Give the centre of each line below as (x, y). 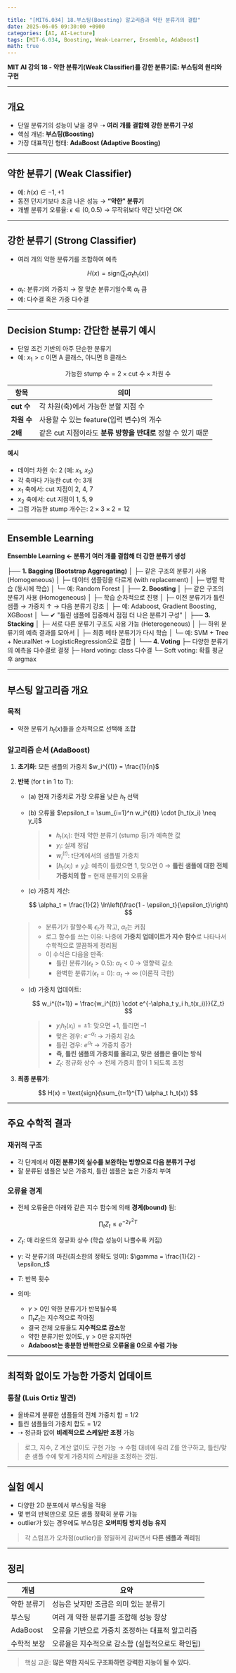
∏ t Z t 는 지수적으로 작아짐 (61, 1319)
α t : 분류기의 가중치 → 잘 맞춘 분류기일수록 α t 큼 (82, 290)
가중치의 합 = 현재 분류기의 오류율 (102, 875)
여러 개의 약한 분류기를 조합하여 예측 (67, 259)
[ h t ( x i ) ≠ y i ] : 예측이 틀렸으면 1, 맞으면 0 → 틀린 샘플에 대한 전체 (142, 866)
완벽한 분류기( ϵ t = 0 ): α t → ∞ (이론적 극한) (115, 974)
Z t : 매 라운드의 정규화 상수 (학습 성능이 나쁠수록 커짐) (90, 1241)
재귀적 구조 (25, 1145)
